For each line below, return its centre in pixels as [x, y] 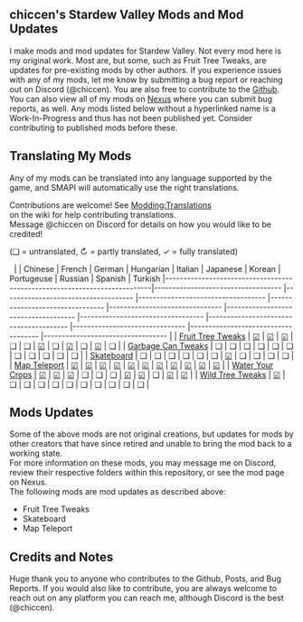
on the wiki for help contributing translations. [93, 214]
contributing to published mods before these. [94, 127]
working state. [36, 453]
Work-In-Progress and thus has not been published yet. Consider [131, 118]
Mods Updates [52, 413]
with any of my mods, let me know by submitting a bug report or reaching [146, 80]
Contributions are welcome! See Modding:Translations [111, 205]
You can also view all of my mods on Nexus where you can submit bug [141, 99]
